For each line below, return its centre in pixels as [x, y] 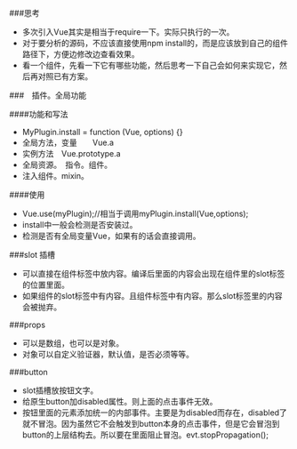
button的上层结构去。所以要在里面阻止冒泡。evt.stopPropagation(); [145, 435]
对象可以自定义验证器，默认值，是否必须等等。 [108, 354]
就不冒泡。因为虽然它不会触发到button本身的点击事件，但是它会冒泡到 [151, 424]
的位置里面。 [45, 285]
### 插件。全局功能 [48, 95]
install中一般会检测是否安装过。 [80, 224]
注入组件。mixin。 [55, 176]
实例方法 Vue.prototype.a [72, 153]
